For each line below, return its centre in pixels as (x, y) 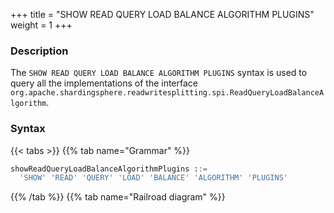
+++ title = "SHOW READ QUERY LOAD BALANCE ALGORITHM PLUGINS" (162, 14)
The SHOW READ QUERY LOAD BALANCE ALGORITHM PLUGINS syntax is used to (159, 73)
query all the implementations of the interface (104, 83)
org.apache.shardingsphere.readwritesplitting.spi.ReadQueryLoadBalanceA (167, 93)
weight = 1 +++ (41, 25)
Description (39, 51)
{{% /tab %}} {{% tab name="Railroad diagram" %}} (118, 197)
